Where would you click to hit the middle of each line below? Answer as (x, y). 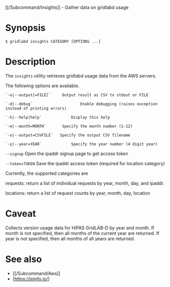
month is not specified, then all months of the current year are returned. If (82, 233)
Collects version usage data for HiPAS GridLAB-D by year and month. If (80, 228)
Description (30, 62)
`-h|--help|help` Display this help (58, 117)
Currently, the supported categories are (47, 173)
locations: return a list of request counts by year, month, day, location (78, 193)
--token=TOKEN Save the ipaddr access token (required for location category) (85, 163)
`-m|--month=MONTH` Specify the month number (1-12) (69, 126)
